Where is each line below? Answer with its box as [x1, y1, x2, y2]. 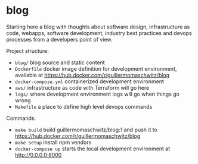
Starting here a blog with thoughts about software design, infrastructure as [6, 23, 190, 30]
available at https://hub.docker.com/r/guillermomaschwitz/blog [14, 71, 170, 78]
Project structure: [6, 47, 49, 54]
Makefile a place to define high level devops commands [14, 103, 153, 110]
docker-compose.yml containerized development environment [14, 78, 164, 85]
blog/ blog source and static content [14, 59, 106, 66]
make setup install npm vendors [14, 138, 92, 146]
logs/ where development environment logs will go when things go [14, 90, 180, 97]
